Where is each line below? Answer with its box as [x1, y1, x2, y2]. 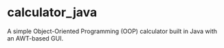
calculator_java [7, 5, 98, 20]
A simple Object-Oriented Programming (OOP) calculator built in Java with [7, 27, 218, 35]
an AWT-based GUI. [7, 34, 64, 42]
